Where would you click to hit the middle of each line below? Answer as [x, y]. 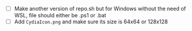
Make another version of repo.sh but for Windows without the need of [100, 9]
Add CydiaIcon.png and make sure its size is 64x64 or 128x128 [91, 22]
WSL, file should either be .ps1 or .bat [60, 15]
